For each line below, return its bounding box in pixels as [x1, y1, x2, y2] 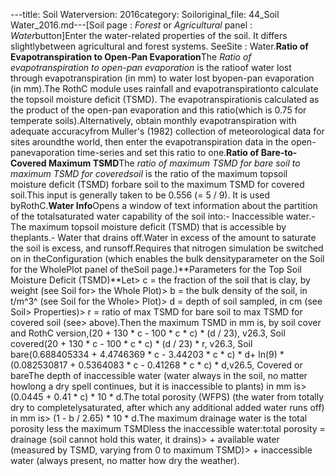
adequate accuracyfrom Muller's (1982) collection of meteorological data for [10, 125, 325, 137]
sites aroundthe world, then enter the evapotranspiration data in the [10, 136, 289, 148]
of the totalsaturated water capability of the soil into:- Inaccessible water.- [10, 210, 316, 222]
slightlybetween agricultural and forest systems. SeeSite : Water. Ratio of [10, 40, 309, 52]
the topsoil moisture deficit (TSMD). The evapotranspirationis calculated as [10, 94, 320, 105]
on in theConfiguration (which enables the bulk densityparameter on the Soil [10, 253, 325, 264]
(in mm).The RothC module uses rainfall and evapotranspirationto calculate [10, 83, 319, 94]
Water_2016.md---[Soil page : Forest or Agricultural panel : [10, 19, 253, 31]
